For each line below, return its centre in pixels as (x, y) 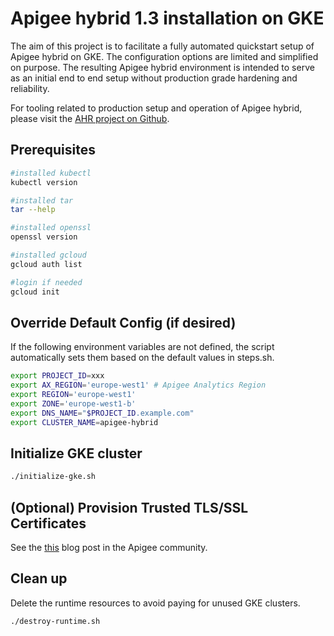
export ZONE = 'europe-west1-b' (73, 403)
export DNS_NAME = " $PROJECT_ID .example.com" (102, 413)
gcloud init (35, 292)
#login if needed (46, 282)
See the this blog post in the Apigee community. (109, 548)
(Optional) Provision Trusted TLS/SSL (129, 507)
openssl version (44, 237)
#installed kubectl (51, 173)
